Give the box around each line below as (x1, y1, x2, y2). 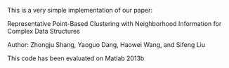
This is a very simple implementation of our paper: (7, 6, 153, 14)
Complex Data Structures (7, 27, 81, 35)
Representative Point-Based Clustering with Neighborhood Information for (7, 20, 222, 27)
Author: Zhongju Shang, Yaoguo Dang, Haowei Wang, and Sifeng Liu (7, 41, 206, 48)
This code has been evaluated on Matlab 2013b (7, 54, 145, 62)
